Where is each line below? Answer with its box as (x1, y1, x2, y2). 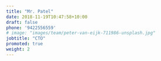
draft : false (6, 19, 38, 25)
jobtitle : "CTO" (6, 35, 46, 41)
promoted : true (6, 41, 43, 47)
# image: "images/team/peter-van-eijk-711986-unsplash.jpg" (6, 30, 156, 36)
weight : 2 (6, 46, 30, 52)
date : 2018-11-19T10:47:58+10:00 (6, 14, 88, 20)
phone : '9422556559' (6, 24, 57, 31)
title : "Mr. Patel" (6, 8, 54, 15)
